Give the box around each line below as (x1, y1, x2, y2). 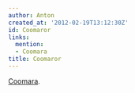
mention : (15, 41, 44, 48)
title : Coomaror (8, 55, 62, 63)
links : (8, 33, 30, 41)
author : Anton (8, 11, 55, 20)
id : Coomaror (8, 26, 51, 34)
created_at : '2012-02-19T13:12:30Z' (8, 19, 129, 27)
